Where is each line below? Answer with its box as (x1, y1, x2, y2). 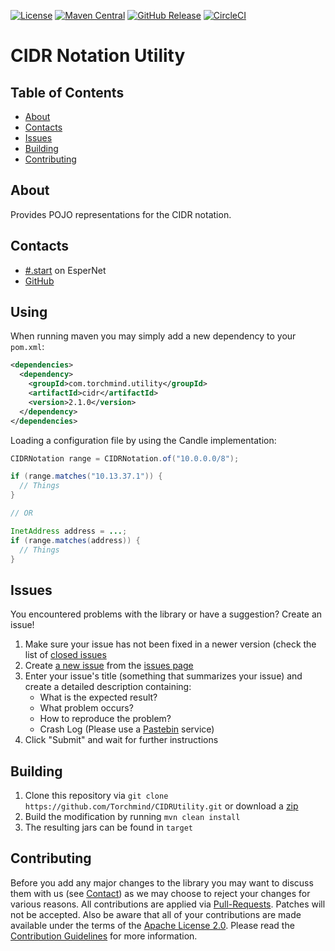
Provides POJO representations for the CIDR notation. (10, 208, 232, 220)
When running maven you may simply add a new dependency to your (10, 330, 297, 342)
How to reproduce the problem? (39, 713, 172, 725)
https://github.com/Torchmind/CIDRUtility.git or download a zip (24, 800, 299, 812)
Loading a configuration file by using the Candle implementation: (10, 434, 277, 446)
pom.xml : (10, 341, 45, 353)
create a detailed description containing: (24, 681, 192, 693)
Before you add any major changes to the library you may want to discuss (10, 876, 314, 889)
